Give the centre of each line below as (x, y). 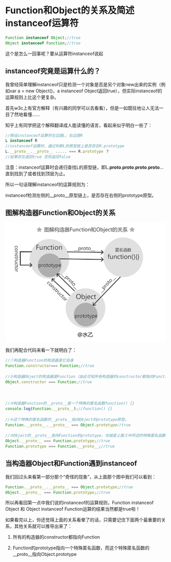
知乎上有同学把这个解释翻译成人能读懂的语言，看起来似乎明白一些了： (79, 125)
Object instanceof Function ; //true (43, 43)
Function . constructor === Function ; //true (50, 366)
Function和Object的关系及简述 (70, 10)
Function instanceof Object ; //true (43, 38)
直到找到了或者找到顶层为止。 (36, 173)
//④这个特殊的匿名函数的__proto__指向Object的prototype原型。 (67, 419)
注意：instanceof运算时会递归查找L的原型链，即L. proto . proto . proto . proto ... (84, 167)
